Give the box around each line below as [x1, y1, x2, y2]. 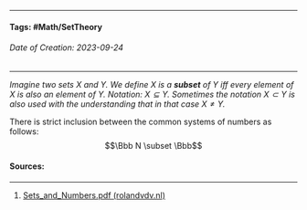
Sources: [9, 161, 45, 172]
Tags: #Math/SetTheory [9, 21, 103, 32]
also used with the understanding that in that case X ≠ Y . [9, 98, 226, 110]
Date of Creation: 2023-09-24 [9, 42, 124, 53]
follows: [9, 125, 39, 137]
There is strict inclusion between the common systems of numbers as [9, 116, 272, 127]
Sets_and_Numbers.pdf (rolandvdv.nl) [22, 190, 166, 201]
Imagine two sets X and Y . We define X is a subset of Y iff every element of [9, 79, 294, 89]
